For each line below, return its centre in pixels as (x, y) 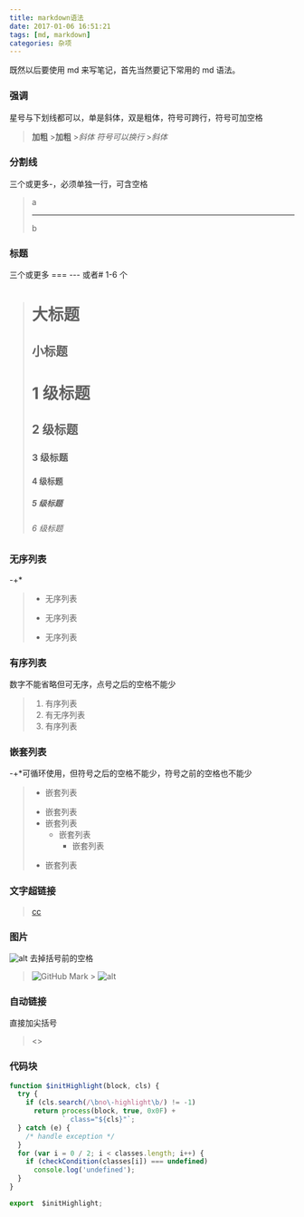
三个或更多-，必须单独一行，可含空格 (79, 183)
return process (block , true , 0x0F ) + (104, 1111)
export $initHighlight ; (56, 1203)
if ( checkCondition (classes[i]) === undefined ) (117, 1162)
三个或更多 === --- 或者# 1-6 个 (69, 275)
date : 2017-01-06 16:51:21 (60, 26)
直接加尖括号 (33, 1023)
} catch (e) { (44, 1128)
